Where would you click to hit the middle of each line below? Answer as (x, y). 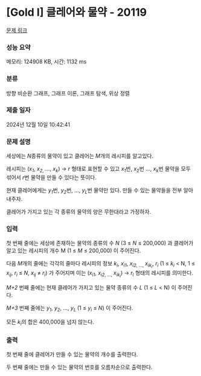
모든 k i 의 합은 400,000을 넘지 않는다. (50, 322)
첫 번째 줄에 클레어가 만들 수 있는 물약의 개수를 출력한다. (72, 354)
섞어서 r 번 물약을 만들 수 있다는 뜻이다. (52, 177)
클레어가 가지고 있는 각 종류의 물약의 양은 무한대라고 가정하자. (79, 211)
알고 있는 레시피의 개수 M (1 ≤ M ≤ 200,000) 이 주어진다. (74, 250)
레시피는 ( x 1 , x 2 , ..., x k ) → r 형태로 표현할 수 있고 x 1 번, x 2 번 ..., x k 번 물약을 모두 (99, 170)
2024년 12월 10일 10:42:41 (38, 124)
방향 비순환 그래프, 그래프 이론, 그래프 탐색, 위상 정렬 (68, 93)
